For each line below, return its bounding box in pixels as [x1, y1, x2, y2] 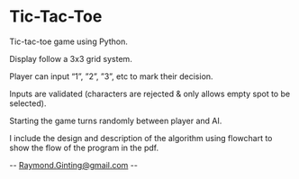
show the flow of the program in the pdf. [9, 142, 159, 153]
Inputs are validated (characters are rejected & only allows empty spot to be [9, 88, 291, 99]
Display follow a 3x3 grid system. [9, 53, 132, 64]
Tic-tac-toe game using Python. [9, 36, 128, 47]
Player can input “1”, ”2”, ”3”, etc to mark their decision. [9, 70, 213, 82]
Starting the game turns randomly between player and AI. [9, 115, 222, 126]
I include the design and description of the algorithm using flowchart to [9, 132, 273, 143]
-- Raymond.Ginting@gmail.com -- [9, 159, 138, 170]
